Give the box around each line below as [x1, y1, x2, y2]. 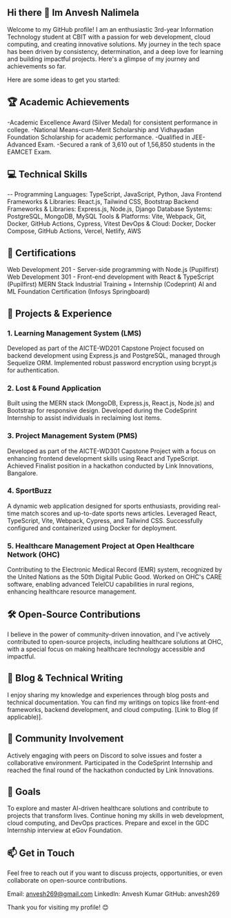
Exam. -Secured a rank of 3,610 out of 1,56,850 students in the [37, 140, 215, 149]
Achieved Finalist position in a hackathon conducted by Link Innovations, [7, 461, 214, 470]
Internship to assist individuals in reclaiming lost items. [7, 414, 162, 422]
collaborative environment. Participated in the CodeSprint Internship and [7, 758, 213, 766]
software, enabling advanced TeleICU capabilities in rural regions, [7, 580, 194, 589]
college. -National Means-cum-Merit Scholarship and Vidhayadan [7, 125, 194, 134]
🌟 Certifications [7, 247, 77, 259]
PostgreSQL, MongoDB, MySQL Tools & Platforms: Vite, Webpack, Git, [7, 212, 207, 221]
